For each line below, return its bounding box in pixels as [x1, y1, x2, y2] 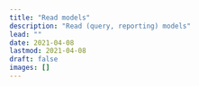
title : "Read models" [9, 13, 91, 22]
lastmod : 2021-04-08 [9, 47, 87, 56]
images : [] [9, 64, 50, 73]
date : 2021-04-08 [9, 38, 75, 47]
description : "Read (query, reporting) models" [9, 21, 192, 30]
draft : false [9, 55, 59, 64]
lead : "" [9, 30, 42, 39]
